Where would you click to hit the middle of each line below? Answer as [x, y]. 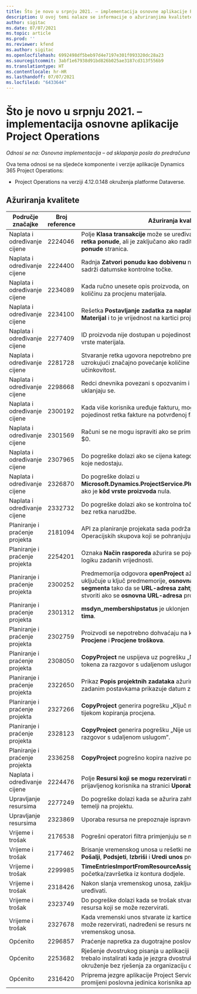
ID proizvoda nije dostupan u [120, 334]
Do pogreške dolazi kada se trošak [129, 900]
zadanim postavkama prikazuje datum [134, 689]
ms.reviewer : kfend [30, 45]
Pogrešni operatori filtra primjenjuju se [134, 836]
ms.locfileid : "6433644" [36, 83]
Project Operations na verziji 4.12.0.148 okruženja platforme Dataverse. [100, 182]
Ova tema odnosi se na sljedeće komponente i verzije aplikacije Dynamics [95, 164]
